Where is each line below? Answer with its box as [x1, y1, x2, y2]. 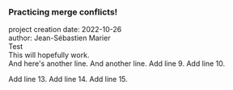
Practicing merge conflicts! [8, 6, 118, 18]
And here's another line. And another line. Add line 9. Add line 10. [8, 59, 226, 68]
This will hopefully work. [8, 51, 90, 60]
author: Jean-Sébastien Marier [8, 33, 111, 43]
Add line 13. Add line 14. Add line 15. [8, 75, 128, 84]
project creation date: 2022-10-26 [8, 25, 122, 35]
